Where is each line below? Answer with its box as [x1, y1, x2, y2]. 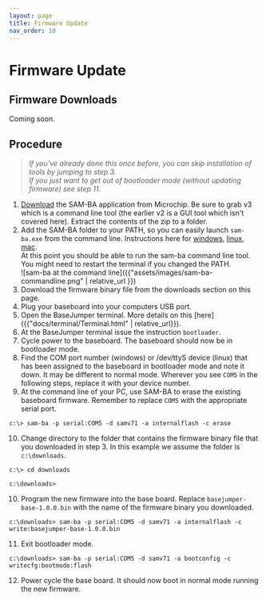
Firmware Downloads [9, 93, 118, 107]
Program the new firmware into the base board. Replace [20, 494, 206, 504]
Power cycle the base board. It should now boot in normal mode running [20, 576, 259, 586]
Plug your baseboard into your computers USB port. [20, 302, 193, 312]
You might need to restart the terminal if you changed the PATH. [20, 260, 232, 269]
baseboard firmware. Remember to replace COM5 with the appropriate [20, 396, 248, 405]
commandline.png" [20, 276, 84, 286]
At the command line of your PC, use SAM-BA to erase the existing [20, 387, 241, 397]
